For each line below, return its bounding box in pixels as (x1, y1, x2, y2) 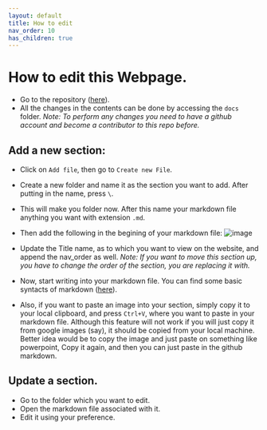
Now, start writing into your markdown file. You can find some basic (19, 277, 243, 285)
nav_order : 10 (8, 26, 56, 34)
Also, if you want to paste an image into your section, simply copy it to (19, 301, 251, 309)
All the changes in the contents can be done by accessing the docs (19, 103, 239, 113)
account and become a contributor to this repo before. (19, 121, 200, 130)
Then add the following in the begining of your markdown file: (19, 229, 223, 237)
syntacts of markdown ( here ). (19, 285, 118, 294)
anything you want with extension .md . (19, 213, 146, 222)
